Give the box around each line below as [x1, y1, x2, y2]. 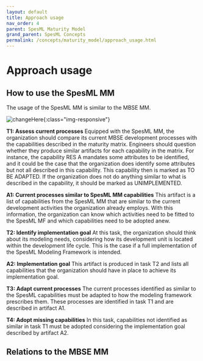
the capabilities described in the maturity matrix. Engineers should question [6, 141, 196, 148]
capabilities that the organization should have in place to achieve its [6, 266, 177, 274]
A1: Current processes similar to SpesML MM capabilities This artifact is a [6, 191, 196, 198]
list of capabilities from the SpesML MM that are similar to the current [6, 198, 181, 205]
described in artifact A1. [6, 304, 66, 312]
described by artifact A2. [6, 329, 69, 336]
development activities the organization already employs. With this [6, 204, 174, 211]
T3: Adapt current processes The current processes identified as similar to [6, 285, 196, 292]
